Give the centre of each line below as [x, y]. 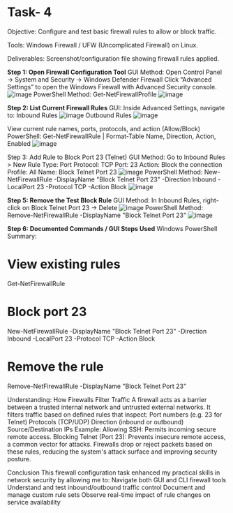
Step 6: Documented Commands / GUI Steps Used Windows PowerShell [112, 228]
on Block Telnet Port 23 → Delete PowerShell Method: [113, 207]
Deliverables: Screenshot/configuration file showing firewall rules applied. [113, 58]
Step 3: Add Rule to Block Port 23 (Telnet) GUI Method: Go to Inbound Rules [116, 157]
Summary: [22, 236]
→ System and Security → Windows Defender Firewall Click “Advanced [110, 79]
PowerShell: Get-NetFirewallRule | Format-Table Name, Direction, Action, [112, 136]
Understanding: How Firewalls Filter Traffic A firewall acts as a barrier [107, 399]
